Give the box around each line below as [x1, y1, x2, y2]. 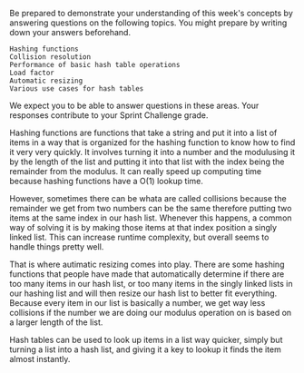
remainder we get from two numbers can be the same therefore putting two [9, 203, 292, 213]
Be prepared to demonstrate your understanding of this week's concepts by [9, 8, 293, 18]
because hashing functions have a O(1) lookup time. [9, 176, 204, 186]
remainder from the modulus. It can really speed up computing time [9, 166, 262, 176]
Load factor [9, 68, 54, 77]
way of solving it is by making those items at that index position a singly [9, 222, 278, 232]
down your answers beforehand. [9, 27, 132, 37]
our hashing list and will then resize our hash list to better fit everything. [9, 288, 278, 299]
